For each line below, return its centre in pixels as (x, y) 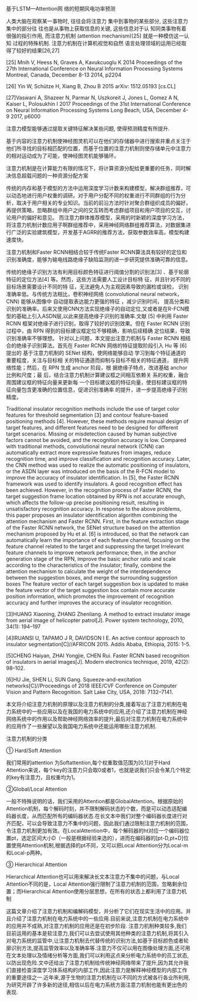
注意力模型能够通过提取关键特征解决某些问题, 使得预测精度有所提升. (88, 129)
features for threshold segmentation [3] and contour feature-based (87, 415)
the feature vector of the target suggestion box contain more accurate (91, 590)
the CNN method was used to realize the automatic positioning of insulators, (98, 465)
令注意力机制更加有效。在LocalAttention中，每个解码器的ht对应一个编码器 (95, 831)
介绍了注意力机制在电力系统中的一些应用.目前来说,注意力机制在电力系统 (97, 919)
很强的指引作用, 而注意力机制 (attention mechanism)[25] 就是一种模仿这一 (95, 36)
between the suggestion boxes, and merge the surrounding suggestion (92, 578)
